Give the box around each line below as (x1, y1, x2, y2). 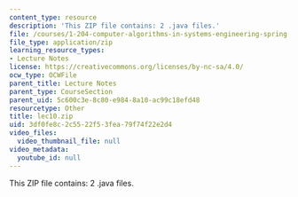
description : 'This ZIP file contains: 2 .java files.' (9, 21, 220, 30)
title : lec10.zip (9, 112, 74, 121)
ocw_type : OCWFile (9, 71, 77, 80)
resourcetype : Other (9, 104, 86, 113)
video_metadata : (9, 145, 69, 154)
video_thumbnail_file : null (17, 137, 122, 146)
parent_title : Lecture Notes (9, 79, 117, 88)
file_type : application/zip (9, 37, 114, 47)
